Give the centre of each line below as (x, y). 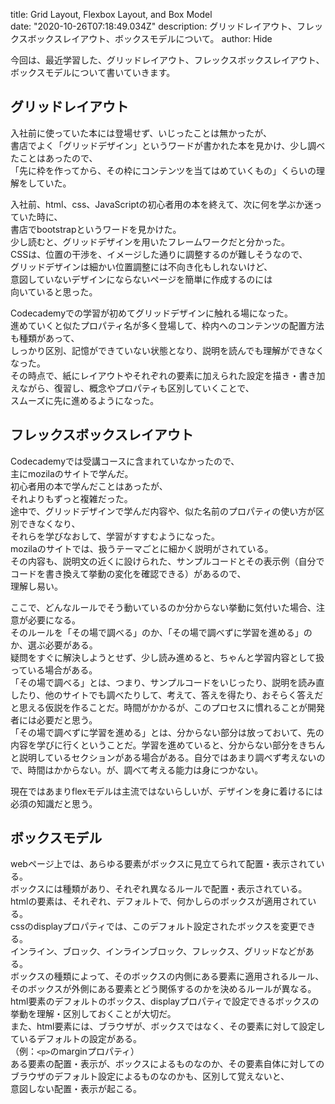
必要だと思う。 (67, 720)
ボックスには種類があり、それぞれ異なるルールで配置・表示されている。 (159, 889)
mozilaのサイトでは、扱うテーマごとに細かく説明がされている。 (142, 548)
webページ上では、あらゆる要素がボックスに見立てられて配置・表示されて (163, 864)
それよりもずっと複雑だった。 (71, 498)
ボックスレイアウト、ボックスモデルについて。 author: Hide (150, 38)
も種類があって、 (45, 338)
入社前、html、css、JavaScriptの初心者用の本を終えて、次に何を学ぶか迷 (162, 204)
